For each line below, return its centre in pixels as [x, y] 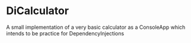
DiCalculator [38, 11]
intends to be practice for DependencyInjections [65, 33]
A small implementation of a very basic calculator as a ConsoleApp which [96, 27]
